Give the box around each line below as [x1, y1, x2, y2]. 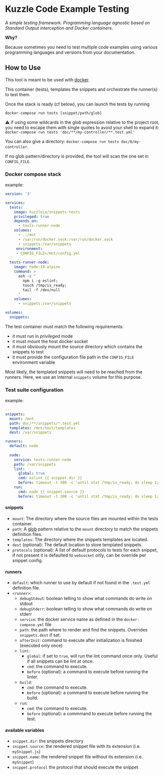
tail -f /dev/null [23, 287, 60, 292]
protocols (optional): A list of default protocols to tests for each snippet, [12, 547, 158, 553]
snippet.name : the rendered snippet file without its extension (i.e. [12, 754, 143, 760]
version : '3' [5, 191, 32, 197]
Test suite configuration [5, 386, 64, 393]
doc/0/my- [121, 139, 141, 144]
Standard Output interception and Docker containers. [5, 25, 113, 31]
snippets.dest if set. [19, 632, 61, 638]
